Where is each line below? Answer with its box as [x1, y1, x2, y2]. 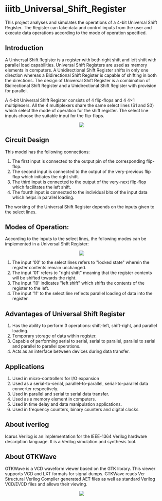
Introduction [5, 44, 44, 52]
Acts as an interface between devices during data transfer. [12, 348, 130, 354]
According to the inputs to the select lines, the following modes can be [5, 236, 147, 242]
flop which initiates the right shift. [12, 173, 79, 179]
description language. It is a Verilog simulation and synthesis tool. [5, 438, 137, 444]
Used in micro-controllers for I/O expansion [12, 376, 100, 381]
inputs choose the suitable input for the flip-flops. [5, 113, 105, 119]
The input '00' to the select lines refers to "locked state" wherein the [12, 259, 150, 265]
